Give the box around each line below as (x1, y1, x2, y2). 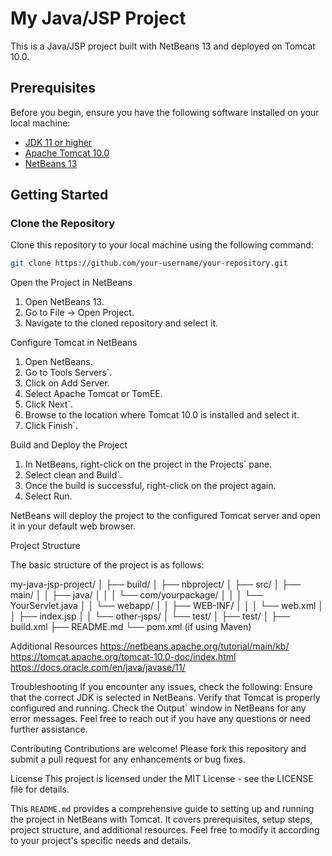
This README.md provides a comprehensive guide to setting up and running (10, 803, 315, 815)
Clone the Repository (10, 217, 116, 231)
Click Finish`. (24, 420, 78, 432)
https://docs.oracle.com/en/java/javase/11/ (10, 662, 186, 674)
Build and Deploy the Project (10, 439, 128, 451)
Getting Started (10, 187, 109, 204)
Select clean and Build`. (24, 469, 123, 481)
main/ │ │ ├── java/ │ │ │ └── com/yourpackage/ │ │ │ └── (10, 589, 264, 601)
